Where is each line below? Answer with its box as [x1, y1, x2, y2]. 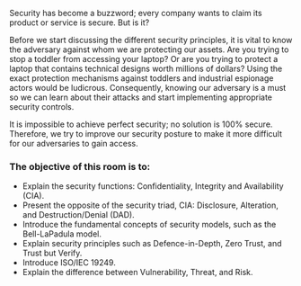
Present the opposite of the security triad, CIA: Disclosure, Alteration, [22, 200, 279, 210]
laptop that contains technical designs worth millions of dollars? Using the [9, 63, 283, 74]
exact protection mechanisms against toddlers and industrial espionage [9, 73, 274, 84]
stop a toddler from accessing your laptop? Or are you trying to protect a [9, 54, 279, 64]
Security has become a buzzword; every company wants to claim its [9, 8, 262, 18]
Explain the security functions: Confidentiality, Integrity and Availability [22, 181, 285, 192]
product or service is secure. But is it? [9, 17, 150, 28]
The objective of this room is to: [9, 160, 151, 173]
